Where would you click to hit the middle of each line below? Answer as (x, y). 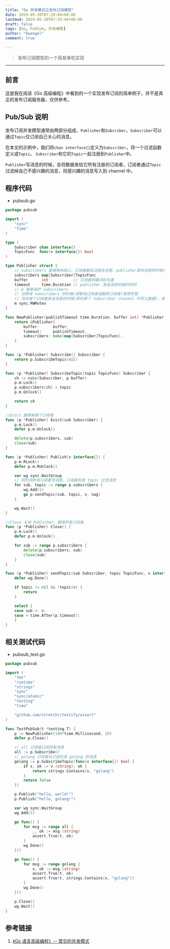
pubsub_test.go (29, 654)
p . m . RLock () (27, 462)
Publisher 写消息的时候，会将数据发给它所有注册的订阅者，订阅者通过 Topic (83, 164)
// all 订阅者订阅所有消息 (39, 747)
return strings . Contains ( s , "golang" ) (73, 771)
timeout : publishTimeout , (55, 332)
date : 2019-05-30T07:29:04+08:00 (40, 15)
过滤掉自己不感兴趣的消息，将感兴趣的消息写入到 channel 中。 (70, 171)
